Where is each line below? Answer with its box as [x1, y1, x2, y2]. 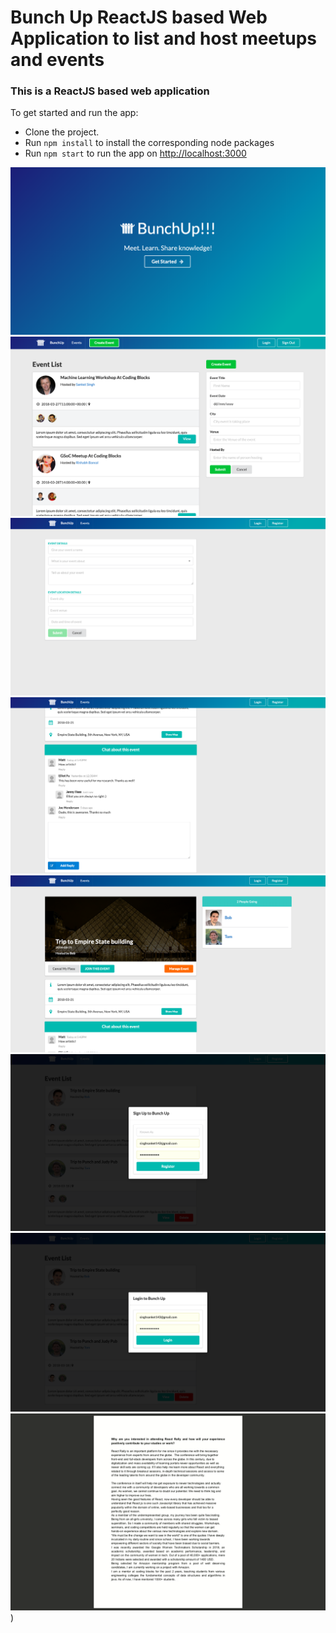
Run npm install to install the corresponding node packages [24, 137, 275, 149]
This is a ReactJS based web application [10, 84, 210, 98]
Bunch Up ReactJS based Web [10, 6, 268, 29]
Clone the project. [24, 126, 100, 138]
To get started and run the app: [10, 107, 139, 119]
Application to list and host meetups [10, 27, 318, 50]
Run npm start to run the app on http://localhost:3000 [24, 147, 247, 160]
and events [10, 49, 105, 71]
